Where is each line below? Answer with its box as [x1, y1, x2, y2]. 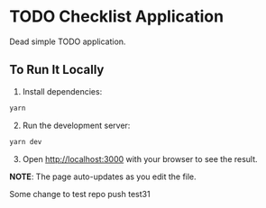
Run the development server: [22, 120, 131, 131]
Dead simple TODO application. [9, 36, 126, 47]
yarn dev [9, 137, 42, 146]
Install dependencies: [22, 86, 103, 96]
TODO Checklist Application [9, 6, 224, 27]
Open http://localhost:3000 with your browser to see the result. [22, 153, 259, 164]
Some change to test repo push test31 [9, 188, 151, 199]
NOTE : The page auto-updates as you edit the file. [9, 171, 197, 182]
